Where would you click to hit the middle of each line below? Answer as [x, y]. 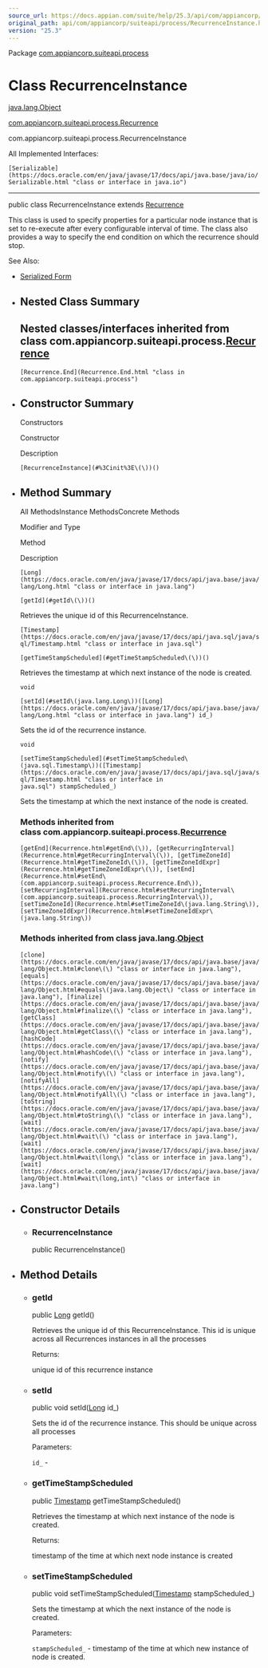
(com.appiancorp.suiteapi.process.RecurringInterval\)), [116, 897]
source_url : [28, 16]
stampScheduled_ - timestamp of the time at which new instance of [140, 1648]
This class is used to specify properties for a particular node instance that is [133, 220]
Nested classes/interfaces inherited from [124, 329]
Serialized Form [45, 277]
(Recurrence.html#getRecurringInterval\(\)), [97, 856]
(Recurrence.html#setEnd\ [63, 877]
